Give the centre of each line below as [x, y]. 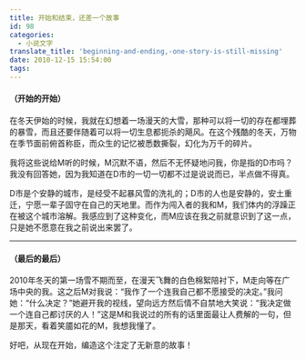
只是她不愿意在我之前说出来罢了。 [73, 227]
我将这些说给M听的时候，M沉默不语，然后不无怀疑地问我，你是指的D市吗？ [151, 163]
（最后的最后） [37, 258]
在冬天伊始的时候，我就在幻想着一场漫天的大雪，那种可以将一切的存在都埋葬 [153, 121]
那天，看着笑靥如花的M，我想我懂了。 [89, 326]
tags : [20, 69]
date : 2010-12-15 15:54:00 [61, 60]
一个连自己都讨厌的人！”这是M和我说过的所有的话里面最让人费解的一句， [147, 314]
